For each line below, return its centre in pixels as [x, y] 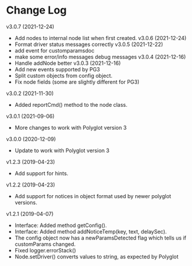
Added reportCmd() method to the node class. [71, 104]
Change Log [36, 10]
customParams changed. [45, 244]
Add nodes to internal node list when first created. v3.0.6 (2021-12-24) [100, 38]
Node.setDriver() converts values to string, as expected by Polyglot [97, 257]
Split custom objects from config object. [64, 75]
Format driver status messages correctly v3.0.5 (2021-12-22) [89, 44]
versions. [26, 202]
